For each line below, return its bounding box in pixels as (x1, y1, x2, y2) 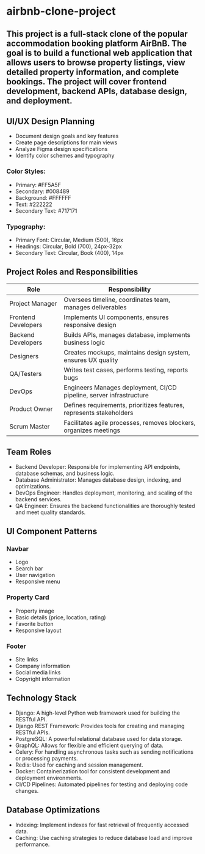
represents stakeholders (63, 408, 134, 417)
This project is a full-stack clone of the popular (6, 29, 188, 39)
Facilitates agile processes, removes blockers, (63, 418, 196, 427)
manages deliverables (63, 303, 127, 311)
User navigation (15, 572, 56, 579)
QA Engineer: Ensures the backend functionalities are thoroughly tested (15, 502, 195, 509)
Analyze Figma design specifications (15, 145, 108, 153)
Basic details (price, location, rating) (15, 613, 106, 621)
